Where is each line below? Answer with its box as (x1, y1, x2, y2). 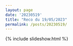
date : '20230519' (5, 12, 42, 17)
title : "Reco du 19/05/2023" (5, 17, 67, 22)
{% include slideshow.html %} (5, 36, 68, 42)
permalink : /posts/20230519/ (5, 21, 67, 27)
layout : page (5, 7, 33, 13)
